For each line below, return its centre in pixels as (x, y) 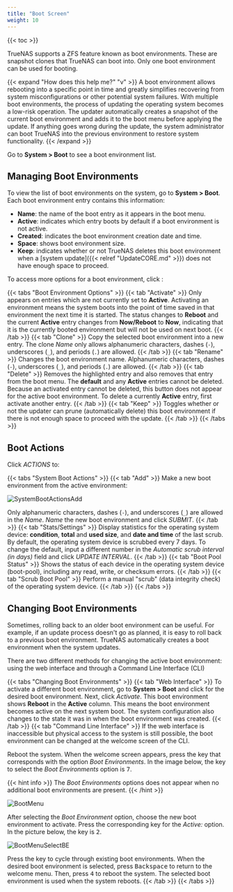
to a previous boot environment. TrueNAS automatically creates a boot (108, 640)
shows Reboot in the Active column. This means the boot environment (109, 703)
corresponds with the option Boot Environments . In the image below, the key (116, 761)
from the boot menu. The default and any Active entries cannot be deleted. (115, 382)
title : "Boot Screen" (39, 14)
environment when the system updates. (64, 647)
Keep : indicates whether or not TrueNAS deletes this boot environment (119, 251)
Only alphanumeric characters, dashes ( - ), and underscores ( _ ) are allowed (115, 512)
